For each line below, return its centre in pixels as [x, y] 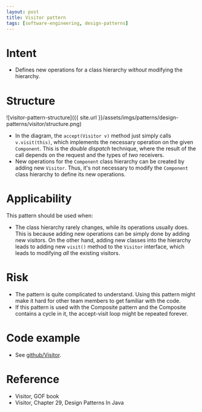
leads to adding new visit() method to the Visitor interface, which [99, 247]
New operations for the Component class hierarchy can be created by [99, 162]
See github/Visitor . [38, 355]
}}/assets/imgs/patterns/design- [138, 118]
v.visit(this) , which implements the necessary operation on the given [104, 142]
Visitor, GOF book [37, 396]
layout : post [23, 12]
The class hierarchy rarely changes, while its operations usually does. [102, 227]
